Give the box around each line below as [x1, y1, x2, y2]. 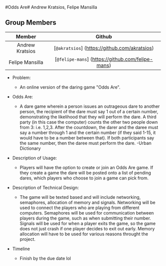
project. [19, 236, 36, 242]
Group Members [5, 18, 57, 27]
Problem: [12, 74, 31, 81]
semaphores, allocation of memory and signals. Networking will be [19, 199, 156, 205]
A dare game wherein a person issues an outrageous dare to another [19, 103, 160, 109]
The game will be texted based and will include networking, [19, 194, 141, 200]
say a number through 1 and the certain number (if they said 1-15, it [19, 130, 156, 135]
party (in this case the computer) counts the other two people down [19, 119, 158, 125]
